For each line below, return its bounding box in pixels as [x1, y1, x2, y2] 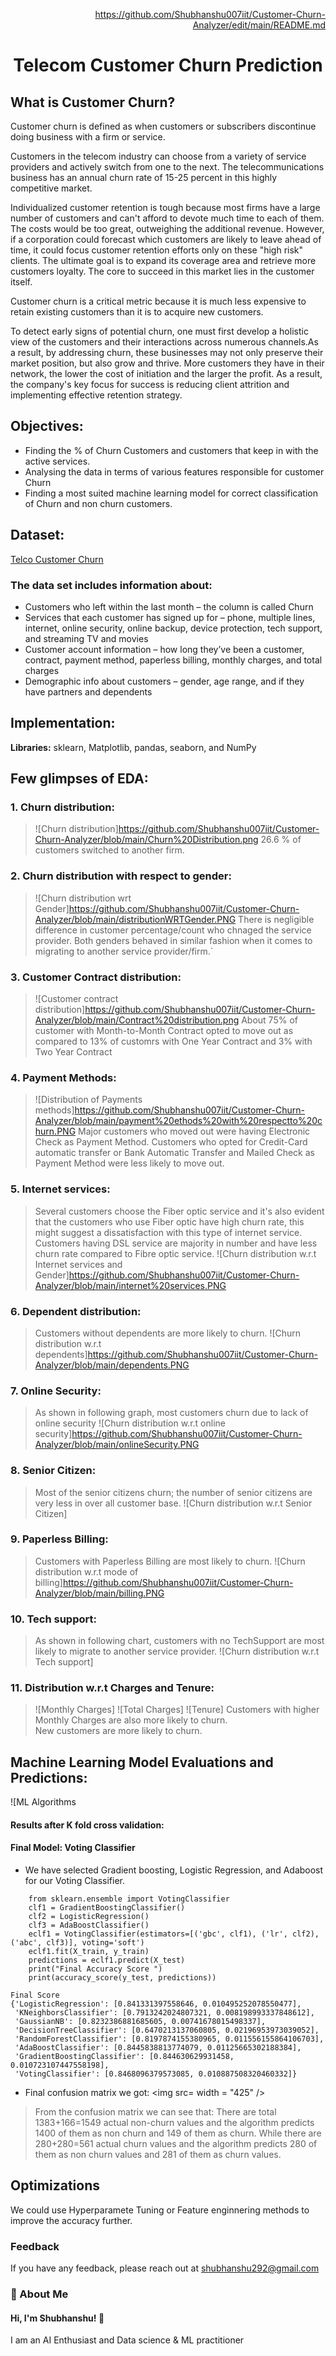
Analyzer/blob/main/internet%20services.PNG [34, 1279, 227, 1291]
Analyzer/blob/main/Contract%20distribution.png [34, 1014, 240, 1026]
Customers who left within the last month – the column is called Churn [24, 600, 314, 613]
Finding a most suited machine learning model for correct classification [24, 487, 318, 499]
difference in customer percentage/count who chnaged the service [34, 924, 312, 936]
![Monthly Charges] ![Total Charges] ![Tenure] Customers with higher [34, 1704, 320, 1716]
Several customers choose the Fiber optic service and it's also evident [34, 1205, 325, 1217]
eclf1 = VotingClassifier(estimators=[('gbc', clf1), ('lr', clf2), [28, 1929, 320, 1939]
